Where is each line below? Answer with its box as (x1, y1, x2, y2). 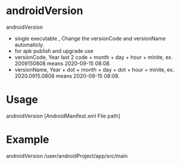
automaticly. (14, 41, 45, 48)
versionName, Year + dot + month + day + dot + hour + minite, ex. (14, 66, 175, 73)
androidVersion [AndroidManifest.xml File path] (6, 112, 120, 119)
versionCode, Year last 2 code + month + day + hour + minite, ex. (14, 53, 173, 60)
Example (6, 133, 49, 146)
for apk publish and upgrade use (14, 47, 94, 54)
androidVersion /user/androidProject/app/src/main (6, 152, 128, 159)
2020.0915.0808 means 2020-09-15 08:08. (14, 72, 120, 79)
